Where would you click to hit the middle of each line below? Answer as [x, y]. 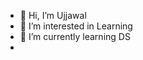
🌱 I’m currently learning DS [75, 36]
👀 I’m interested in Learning [76, 26]
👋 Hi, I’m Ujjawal [53, 15]
